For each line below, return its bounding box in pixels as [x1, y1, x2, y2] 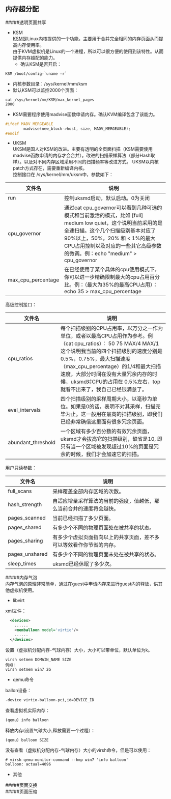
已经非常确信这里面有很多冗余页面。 [60, 418, 148, 425]
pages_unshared [8, 551, 48, 558]
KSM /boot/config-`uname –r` [5, 71, 67, 76]
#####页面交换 [5, 782, 38, 788]
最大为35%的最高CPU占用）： [87, 281, 158, 289]
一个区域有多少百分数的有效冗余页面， [60, 428, 153, 435]
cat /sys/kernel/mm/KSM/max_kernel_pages [5, 97, 95, 102]
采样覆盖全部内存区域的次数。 [52, 488, 124, 495]
